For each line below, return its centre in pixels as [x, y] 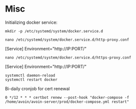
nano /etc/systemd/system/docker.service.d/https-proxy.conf [68, 57]
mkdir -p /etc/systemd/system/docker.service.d [54, 31]
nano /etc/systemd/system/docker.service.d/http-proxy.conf [67, 40]
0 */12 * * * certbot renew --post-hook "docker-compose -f [67, 97]
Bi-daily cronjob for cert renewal [37, 89]
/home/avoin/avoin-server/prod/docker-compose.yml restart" [67, 102]
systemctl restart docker [31, 79]
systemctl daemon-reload [30, 75]
